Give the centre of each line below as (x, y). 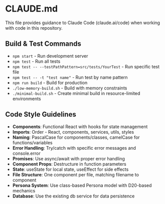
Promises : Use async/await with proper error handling (69, 158)
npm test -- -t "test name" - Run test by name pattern (70, 77)
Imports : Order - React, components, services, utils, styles (73, 132)
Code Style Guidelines (41, 114)
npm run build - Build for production (50, 82)
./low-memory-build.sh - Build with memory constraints (70, 88)
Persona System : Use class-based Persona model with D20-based (82, 185)
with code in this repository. (34, 28)
